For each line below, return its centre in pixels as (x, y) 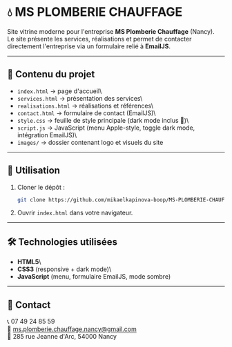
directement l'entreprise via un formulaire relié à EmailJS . (89, 46)
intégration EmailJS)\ (47, 135)
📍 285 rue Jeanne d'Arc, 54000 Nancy (62, 337)
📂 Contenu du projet (51, 74)
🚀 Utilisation (34, 171)
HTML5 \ (29, 262)
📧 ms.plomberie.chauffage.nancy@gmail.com (72, 329)
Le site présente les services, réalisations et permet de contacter (99, 39)
